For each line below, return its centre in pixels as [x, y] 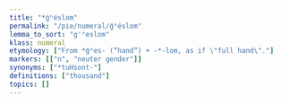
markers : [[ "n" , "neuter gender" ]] [76, 59]
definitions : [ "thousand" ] [60, 76]
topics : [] [30, 84]
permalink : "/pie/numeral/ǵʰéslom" [76, 26]
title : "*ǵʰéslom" [43, 17]
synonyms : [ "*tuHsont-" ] [56, 68]
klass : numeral [38, 43]
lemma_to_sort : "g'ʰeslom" [60, 34]
